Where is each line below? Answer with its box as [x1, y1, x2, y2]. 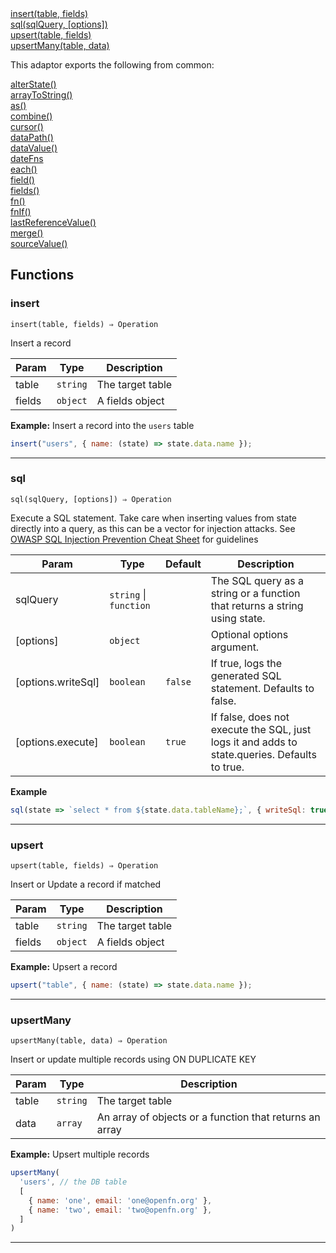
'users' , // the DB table [19, 1177, 128, 1187]
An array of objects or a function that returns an [96, 1110, 321, 1124]
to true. [210, 760, 245, 774]
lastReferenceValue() [10, 217, 97, 228]
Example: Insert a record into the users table [10, 419, 195, 431]
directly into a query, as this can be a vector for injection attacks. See [10, 522, 296, 534]
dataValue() [10, 142, 58, 154]
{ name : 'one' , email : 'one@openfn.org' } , [28, 1195, 213, 1206]
